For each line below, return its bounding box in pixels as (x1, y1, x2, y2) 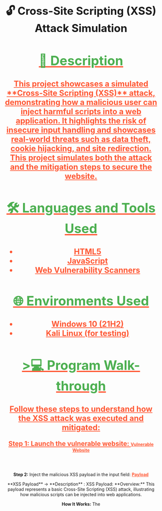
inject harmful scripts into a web (20, 106, 142, 116)
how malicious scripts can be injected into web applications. (20, 491, 142, 497)
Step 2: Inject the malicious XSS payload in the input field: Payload (13, 471, 149, 477)
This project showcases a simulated (13, 79, 149, 89)
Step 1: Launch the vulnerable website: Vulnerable (8, 439, 154, 448)
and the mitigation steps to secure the (10, 162, 152, 172)
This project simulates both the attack (10, 153, 152, 163)
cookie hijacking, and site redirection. (10, 143, 152, 153)
